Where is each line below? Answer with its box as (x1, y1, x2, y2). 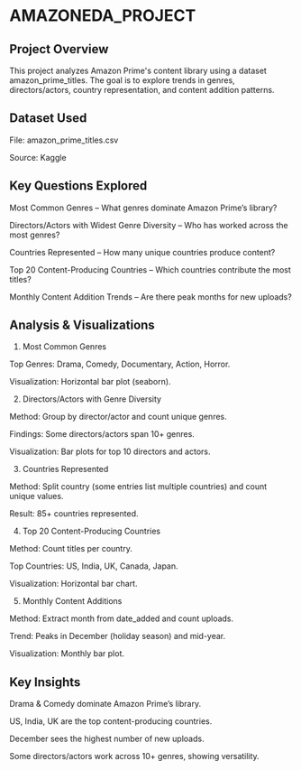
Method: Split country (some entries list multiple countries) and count (9, 481, 268, 492)
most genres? (9, 229, 60, 240)
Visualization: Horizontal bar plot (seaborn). (9, 376, 171, 387)
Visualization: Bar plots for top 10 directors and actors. (9, 446, 211, 457)
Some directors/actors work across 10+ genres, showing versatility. (9, 751, 260, 762)
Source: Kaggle (9, 152, 67, 162)
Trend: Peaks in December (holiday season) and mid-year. (9, 631, 226, 642)
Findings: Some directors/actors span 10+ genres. (9, 429, 196, 440)
